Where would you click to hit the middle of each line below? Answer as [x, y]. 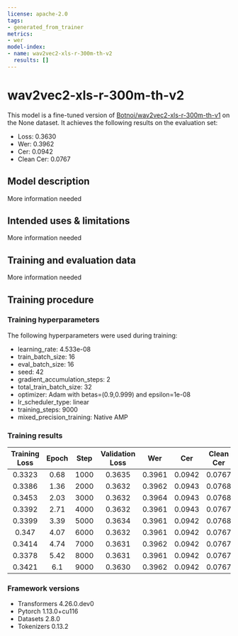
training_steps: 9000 [47, 409]
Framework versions [44, 588]
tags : [15, 21]
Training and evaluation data [72, 260]
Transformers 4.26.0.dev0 [56, 604]
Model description [49, 182]
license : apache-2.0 [38, 14]
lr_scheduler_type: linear [53, 401]
